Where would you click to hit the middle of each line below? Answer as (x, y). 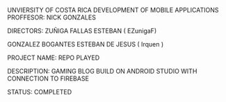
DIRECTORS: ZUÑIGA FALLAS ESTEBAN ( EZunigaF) (82, 31)
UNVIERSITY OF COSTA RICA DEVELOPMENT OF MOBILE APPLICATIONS (113, 10)
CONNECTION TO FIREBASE (48, 78)
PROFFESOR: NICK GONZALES (51, 17)
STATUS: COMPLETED (40, 92)
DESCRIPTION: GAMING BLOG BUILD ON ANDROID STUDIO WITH (102, 71)
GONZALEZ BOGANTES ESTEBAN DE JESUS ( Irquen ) (86, 44)
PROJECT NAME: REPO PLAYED (54, 58)
